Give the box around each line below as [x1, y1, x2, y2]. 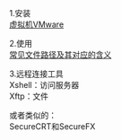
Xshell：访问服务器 [9, 80, 80, 90]
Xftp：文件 [9, 91, 49, 101]
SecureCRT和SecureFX [9, 121, 96, 132]
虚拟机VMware [9, 19, 65, 30]
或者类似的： [9, 110, 56, 120]
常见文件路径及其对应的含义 [9, 49, 112, 60]
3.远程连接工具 [9, 68, 65, 79]
